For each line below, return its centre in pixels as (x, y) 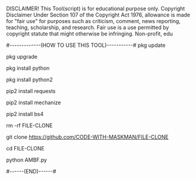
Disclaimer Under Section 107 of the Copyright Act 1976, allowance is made (98, 15)
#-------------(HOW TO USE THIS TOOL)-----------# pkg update (86, 45)
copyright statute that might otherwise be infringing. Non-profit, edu (90, 34)
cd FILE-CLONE (25, 148)
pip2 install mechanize (34, 102)
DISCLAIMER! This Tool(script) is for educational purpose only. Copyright (96, 9)
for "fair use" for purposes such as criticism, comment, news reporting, (94, 21)
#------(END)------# (31, 171)
